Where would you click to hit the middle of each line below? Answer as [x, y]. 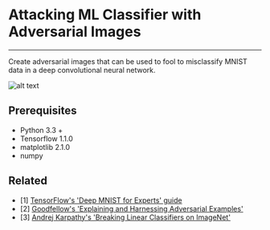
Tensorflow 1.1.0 [47, 139]
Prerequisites [43, 111]
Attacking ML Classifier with [105, 15]
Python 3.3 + [41, 130]
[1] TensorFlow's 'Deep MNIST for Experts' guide [101, 200]
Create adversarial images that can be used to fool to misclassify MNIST [128, 61]
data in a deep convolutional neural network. [82, 70]
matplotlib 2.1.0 [45, 147]
